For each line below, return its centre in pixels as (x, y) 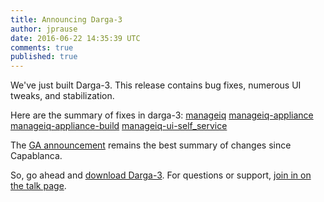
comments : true (42, 47)
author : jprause (44, 29)
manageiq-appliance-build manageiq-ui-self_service (119, 126)
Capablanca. (36, 156)
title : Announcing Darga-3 (66, 19)
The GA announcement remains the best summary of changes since (151, 145)
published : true (44, 57)
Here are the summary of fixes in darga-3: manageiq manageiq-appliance (162, 115)
